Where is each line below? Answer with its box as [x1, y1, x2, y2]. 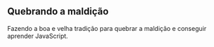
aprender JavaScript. [7, 32, 69, 40]
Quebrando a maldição [7, 6, 109, 18]
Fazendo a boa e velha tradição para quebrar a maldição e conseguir [7, 24, 207, 32]
